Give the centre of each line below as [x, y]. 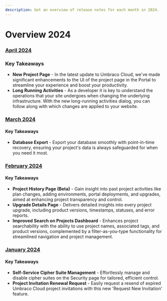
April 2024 [18, 50]
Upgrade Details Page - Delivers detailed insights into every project [82, 205]
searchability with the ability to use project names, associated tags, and [86, 226]
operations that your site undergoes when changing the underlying [81, 96]
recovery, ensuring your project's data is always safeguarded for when [85, 147]
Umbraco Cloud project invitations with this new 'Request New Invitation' [87, 288]
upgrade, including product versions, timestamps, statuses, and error [83, 210]
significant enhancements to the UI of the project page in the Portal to [84, 80]
